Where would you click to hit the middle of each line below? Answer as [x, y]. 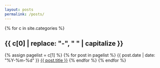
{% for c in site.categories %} [35, 28]
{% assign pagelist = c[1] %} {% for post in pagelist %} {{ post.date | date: [80, 55]
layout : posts [19, 10]
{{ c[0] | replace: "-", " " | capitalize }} [64, 43]
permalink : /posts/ [25, 14]
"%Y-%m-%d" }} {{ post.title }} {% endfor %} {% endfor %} [65, 60]
